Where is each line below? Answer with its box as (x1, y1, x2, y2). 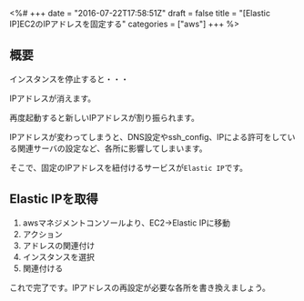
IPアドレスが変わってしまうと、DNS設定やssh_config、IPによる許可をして (9, 131, 289, 142)
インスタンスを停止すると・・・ (9, 73, 129, 85)
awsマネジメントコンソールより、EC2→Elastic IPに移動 (22, 217, 230, 228)
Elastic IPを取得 (9, 191, 98, 207)
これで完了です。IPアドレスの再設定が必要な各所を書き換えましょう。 (9, 282, 271, 293)
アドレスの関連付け (22, 240, 96, 251)
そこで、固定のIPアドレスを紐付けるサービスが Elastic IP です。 (9, 162, 248, 173)
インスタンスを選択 (22, 251, 96, 262)
